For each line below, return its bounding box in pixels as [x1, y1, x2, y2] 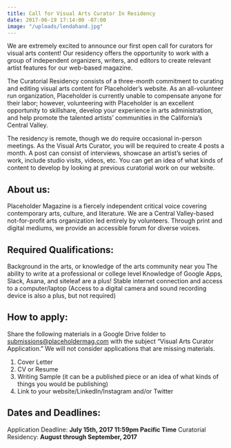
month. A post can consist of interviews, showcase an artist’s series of [7, 149, 208, 157]
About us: [7, 183, 50, 195]
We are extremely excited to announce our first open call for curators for [7, 42, 213, 50]
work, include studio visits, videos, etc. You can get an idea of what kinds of [7, 156, 223, 165]
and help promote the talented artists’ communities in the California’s [7, 114, 203, 122]
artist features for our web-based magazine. [7, 63, 133, 72]
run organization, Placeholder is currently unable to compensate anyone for [7, 92, 222, 100]
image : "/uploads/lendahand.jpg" [7, 23, 103, 30]
